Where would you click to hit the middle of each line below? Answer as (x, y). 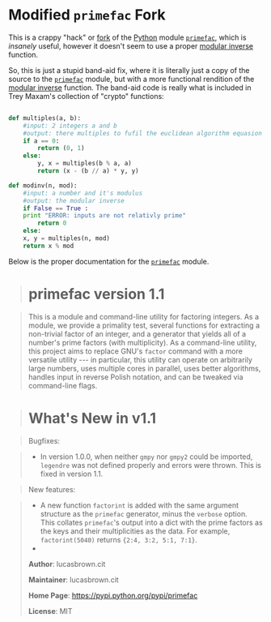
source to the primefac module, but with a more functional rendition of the (131, 79)
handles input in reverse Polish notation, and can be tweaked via (135, 377)
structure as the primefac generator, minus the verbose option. (144, 513)
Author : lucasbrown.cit (67, 564)
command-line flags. (63, 385)
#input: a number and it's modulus (83, 193)
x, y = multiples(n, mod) (67, 238)
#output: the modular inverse (74, 200)
